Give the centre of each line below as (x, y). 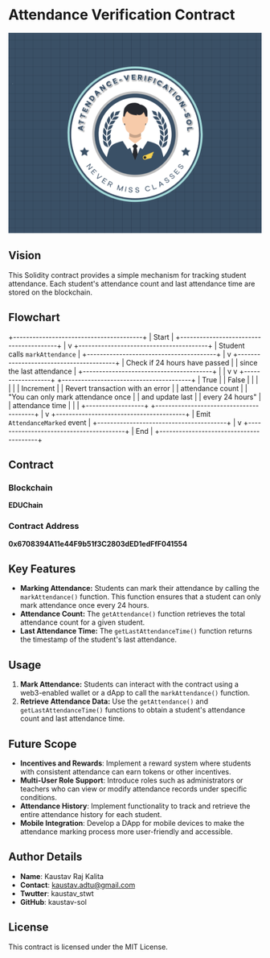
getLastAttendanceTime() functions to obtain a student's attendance (133, 710)
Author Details (45, 857)
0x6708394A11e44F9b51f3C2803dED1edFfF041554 (98, 543)
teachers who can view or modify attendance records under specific (133, 789)
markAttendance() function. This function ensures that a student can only (140, 597)
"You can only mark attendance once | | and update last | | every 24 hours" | (135, 397)
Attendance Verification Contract (122, 15)
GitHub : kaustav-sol (53, 902)
